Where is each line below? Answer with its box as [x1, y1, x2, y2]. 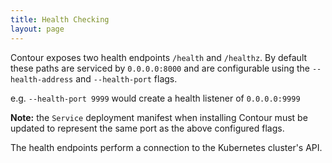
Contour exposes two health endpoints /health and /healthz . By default [10, 51, 308, 63]
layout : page [10, 24, 65, 34]
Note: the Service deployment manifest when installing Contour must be [10, 111, 308, 123]
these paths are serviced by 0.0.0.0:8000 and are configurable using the [10, 62, 310, 74]
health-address [10, 74, 74, 85]
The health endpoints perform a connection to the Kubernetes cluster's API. [10, 141, 323, 153]
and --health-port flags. [75, 72, 178, 85]
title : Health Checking [10, 14, 110, 25]
